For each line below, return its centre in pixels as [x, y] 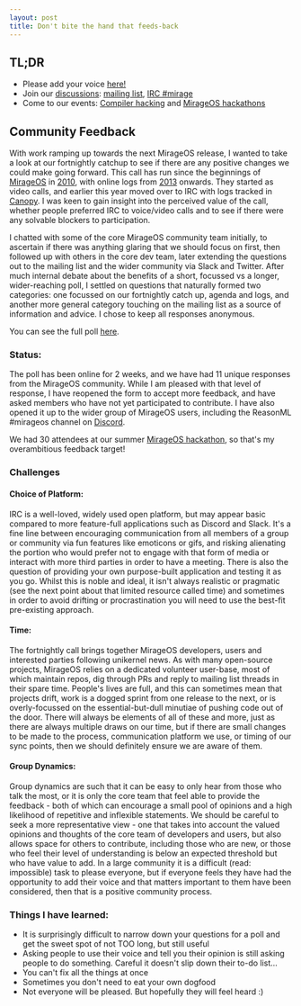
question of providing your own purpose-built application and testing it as [146, 571]
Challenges [35, 472]
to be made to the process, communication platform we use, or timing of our [150, 736]
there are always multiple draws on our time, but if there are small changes [148, 726]
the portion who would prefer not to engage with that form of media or [139, 552]
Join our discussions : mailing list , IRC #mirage [107, 94]
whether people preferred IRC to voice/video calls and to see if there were [147, 211]
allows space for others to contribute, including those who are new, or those [150, 843]
